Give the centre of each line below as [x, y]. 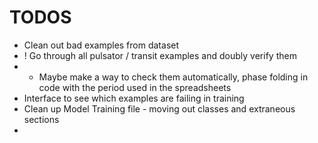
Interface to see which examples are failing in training [134, 98]
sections [41, 119]
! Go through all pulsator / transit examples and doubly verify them [160, 55]
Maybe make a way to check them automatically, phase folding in [173, 77]
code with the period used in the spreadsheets [135, 87]
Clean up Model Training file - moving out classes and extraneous [159, 108]
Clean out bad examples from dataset [101, 45]
